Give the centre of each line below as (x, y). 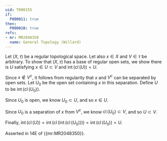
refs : (11, 33)
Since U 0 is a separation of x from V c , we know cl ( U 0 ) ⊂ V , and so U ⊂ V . (81, 112)
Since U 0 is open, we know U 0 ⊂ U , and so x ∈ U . (57, 101)
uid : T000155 (19, 10)
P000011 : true (24, 19)
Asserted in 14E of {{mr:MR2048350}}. (45, 134)
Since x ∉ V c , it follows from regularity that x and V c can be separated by (81, 77)
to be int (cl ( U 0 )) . (23, 90)
